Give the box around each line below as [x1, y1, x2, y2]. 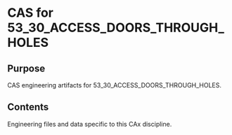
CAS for [7, 5, 54, 21]
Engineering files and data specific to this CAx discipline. [7, 120, 172, 128]
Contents [7, 101, 49, 113]
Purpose [7, 62, 46, 74]
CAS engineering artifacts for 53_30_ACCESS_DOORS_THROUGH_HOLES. [7, 81, 222, 89]
